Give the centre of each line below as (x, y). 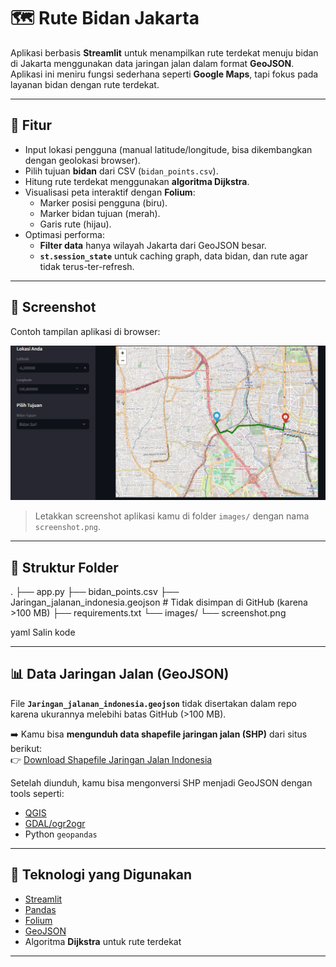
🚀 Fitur (31, 125)
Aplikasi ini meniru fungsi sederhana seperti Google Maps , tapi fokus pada (164, 74)
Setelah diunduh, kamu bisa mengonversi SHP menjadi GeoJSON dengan (161, 782)
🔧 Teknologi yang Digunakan (101, 875)
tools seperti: (37, 793)
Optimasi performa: (64, 234)
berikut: (26, 748)
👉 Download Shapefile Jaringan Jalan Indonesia (111, 759)
